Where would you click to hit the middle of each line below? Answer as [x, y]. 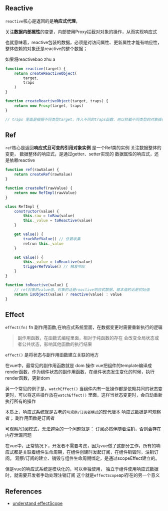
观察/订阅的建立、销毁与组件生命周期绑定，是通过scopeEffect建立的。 [87, 458]
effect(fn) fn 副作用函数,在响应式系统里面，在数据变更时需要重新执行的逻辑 [84, 327]
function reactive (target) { [35, 69]
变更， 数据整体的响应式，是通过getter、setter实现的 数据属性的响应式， [80, 154]
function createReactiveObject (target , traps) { [57, 101]
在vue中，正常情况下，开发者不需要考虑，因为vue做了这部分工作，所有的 [81, 446]
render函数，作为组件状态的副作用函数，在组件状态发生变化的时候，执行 [80, 372]
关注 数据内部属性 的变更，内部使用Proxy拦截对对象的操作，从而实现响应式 [81, 32]
